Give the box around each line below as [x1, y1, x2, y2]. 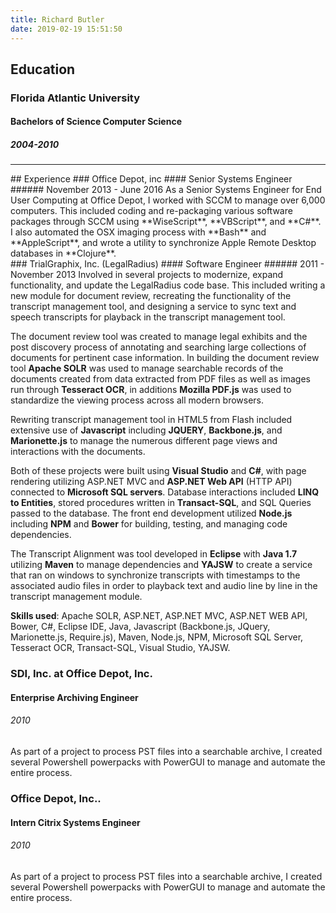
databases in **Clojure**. [10, 247, 117, 260]
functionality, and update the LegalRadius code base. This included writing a [10, 279, 326, 291]
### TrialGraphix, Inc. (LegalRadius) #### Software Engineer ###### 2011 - [10, 258, 325, 270]
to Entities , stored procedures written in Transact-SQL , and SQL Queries [10, 497, 312, 509]
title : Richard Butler [10, 14, 105, 25]
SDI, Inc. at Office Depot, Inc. [10, 667, 153, 681]
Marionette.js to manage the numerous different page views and [10, 435, 278, 447]
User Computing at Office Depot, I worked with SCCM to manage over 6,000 [10, 194, 326, 206]
